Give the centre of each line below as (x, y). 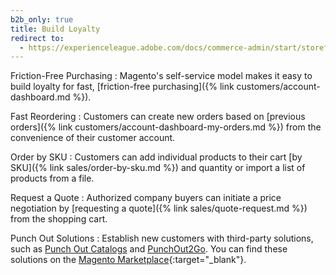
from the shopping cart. (59, 219)
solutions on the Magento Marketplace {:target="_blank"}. (128, 260)
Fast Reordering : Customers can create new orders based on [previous (158, 117)
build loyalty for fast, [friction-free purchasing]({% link (122, 87)
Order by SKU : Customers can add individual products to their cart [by (156, 157)
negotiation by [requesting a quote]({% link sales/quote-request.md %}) (159, 208)
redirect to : (37, 38)
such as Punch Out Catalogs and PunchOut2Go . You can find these (149, 249)
